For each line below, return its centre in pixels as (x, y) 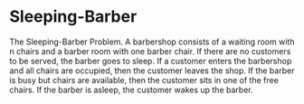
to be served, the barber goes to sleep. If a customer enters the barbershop (151, 61)
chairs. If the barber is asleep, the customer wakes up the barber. (131, 90)
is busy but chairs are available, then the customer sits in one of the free (144, 80)
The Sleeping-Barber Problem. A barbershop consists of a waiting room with (152, 42)
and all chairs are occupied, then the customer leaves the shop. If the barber (152, 71)
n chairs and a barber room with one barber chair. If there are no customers (150, 51)
